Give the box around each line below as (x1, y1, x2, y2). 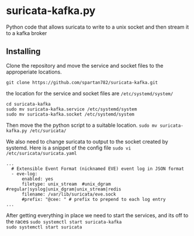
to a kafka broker (6, 29, 47, 36)
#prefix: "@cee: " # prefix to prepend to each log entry (21, 196, 166, 202)
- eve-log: (11, 171, 38, 176)
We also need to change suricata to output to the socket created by (6, 138, 168, 145)
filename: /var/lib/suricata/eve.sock (21, 191, 116, 197)
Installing (6, 47, 41, 57)
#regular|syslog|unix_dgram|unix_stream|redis (6, 186, 122, 192)
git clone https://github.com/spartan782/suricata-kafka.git (6, 79, 158, 85)
